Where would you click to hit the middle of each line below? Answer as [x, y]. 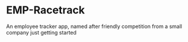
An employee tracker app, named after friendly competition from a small [94, 26]
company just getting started [42, 32]
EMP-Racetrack [45, 10]
